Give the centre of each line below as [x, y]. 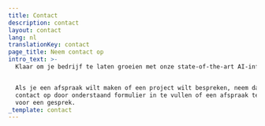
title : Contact [33, 15]
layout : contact [35, 30]
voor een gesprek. [46, 102]
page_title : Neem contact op [56, 52]
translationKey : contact [49, 45]
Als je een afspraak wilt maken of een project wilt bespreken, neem [132, 87]
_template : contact [40, 110]
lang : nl [22, 37]
